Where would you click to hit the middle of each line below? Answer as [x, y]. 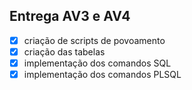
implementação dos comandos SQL [97, 63]
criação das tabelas [64, 51]
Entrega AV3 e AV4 [70, 16]
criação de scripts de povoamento [94, 40]
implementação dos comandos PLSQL [102, 74]
